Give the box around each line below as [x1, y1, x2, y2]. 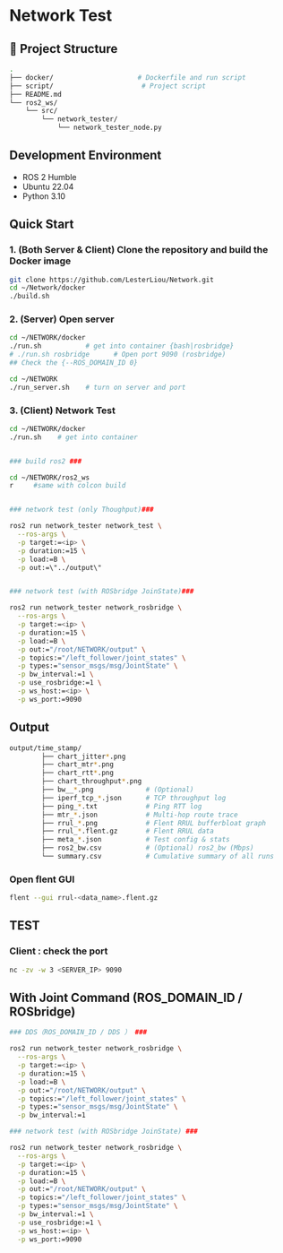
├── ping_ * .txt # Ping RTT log [41, 801, 202, 811]
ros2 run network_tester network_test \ [9, 522, 163, 531]
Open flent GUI [9, 873, 75, 886]
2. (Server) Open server [9, 313, 115, 325]
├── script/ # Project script [9, 82, 206, 91]
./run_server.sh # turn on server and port [9, 383, 186, 392]
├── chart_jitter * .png [41, 752, 126, 761]
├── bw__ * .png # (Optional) [41, 785, 194, 794]
